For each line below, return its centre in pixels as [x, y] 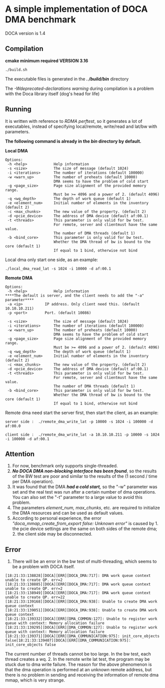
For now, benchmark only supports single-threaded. [65, 466]
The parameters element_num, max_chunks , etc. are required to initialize [86, 508]
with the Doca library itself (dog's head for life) [52, 94]
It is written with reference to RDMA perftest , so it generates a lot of [74, 121]
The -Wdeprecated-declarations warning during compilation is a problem [80, 88]
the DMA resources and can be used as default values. [68, 513]
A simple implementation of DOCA [76, 9]
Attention [20, 454]
